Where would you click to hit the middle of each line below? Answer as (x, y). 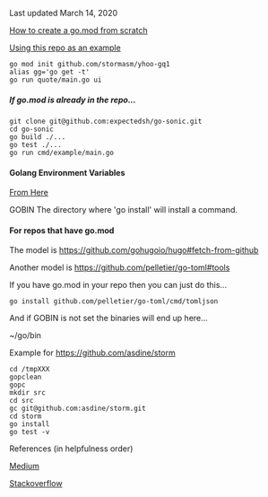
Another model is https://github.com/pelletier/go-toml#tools (120, 267)
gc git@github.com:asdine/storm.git (78, 409)
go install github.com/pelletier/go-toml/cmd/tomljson (114, 301)
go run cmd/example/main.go (62, 153)
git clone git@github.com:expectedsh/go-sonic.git (106, 121)
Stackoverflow (36, 484)
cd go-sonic (31, 129)
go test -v (30, 432)
